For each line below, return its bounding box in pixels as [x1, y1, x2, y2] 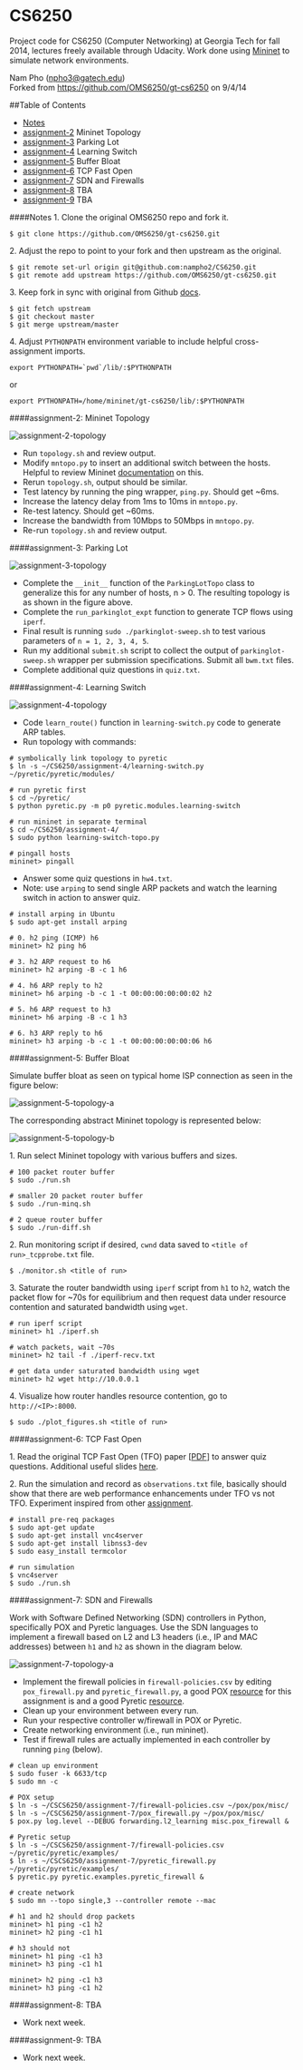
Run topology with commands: [22, 736, 137, 747]
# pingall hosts [9, 849, 71, 858]
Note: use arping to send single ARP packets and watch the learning [22, 882, 278, 893]
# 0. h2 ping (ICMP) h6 [9, 933, 99, 942]
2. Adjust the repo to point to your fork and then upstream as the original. [9, 245, 282, 256]
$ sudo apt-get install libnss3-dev [9, 1538, 147, 1548]
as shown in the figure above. [22, 596, 133, 608]
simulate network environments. [9, 54, 129, 65]
